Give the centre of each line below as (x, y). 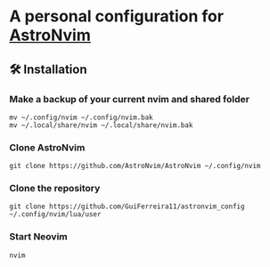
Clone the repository (55, 189)
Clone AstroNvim (47, 147)
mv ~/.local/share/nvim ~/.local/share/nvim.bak (101, 125)
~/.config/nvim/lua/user (55, 214)
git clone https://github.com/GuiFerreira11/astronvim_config (127, 206)
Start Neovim (39, 237)
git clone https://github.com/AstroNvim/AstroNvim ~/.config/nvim (135, 166)
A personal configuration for (117, 16)
